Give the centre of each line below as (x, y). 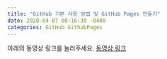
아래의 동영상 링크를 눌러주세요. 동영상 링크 (67, 48)
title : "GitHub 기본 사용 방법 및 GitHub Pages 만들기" (84, 14)
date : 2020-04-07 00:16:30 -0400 (57, 21)
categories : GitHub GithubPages (55, 27)
